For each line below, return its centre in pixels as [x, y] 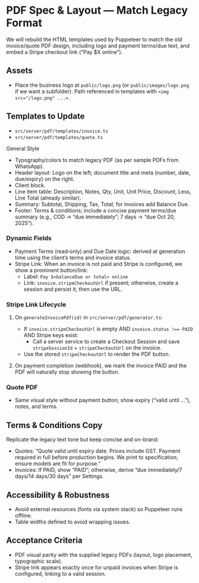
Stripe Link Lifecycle [36, 305]
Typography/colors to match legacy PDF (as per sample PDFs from [97, 160]
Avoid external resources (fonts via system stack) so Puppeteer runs [99, 509]
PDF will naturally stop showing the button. [67, 372]
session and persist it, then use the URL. [73, 289]
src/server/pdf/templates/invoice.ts [61, 131]
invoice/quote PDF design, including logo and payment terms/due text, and [98, 46]
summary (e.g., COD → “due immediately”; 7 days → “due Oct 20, [95, 217]
